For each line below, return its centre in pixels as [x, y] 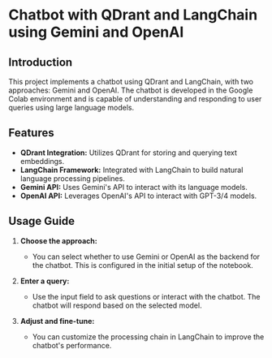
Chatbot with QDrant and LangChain [133, 15]
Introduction [41, 62]
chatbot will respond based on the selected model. [117, 305]
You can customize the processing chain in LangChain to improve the [148, 336]
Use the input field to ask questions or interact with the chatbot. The [146, 296]
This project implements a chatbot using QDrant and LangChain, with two [131, 82]
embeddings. [42, 161]
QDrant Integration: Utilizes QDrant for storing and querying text [128, 153]
